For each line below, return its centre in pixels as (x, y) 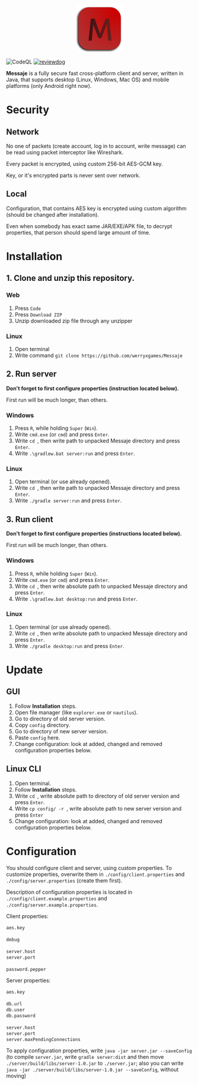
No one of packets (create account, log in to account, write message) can (96, 146)
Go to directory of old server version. (60, 719)
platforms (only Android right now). (49, 86)
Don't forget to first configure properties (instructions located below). (94, 534)
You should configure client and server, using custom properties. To (89, 868)
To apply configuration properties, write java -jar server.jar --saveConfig (99, 1051)
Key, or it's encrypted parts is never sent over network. (73, 175)
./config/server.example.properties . (52, 904)
